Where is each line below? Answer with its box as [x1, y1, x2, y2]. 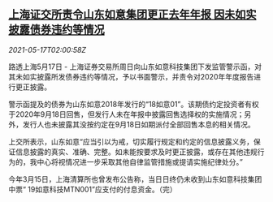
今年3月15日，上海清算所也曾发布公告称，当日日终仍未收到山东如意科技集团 [8, 174, 262, 184]
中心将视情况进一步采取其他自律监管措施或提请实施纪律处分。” [36, 157, 244, 166]
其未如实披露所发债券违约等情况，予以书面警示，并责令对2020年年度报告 [8, 71, 254, 81]
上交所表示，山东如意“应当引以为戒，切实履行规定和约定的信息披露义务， [8, 136, 254, 146]
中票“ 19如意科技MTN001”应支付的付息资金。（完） [8, 184, 177, 194]
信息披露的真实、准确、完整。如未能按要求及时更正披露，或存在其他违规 [15, 147, 258, 157]
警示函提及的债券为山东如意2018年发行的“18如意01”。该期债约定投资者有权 [8, 99, 259, 109]
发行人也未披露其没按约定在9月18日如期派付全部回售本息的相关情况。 [22, 119, 256, 129]
